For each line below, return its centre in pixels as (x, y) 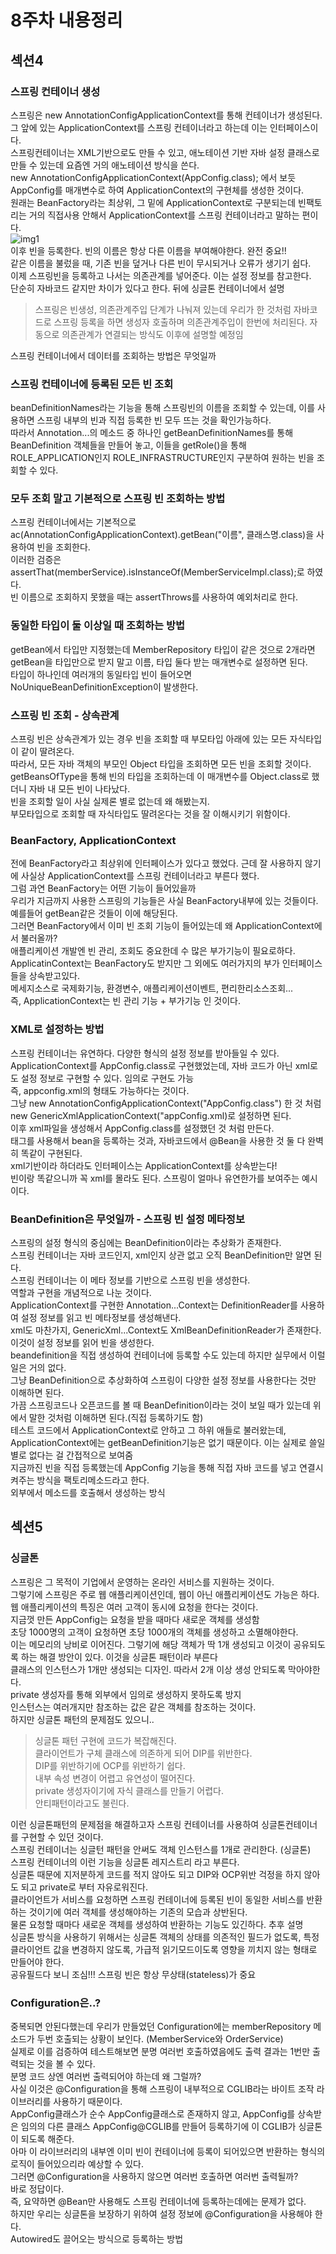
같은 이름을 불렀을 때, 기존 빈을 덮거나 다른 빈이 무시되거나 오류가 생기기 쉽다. (161, 263)
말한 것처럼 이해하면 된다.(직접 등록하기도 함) (116, 1417)
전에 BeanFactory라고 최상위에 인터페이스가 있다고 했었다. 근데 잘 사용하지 (156, 863)
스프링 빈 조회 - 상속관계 (65, 715)
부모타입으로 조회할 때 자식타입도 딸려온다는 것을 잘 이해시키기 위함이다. (150, 814)
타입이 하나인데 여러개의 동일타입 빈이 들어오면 (101, 674)
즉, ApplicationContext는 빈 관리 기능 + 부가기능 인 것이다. (125, 1001)
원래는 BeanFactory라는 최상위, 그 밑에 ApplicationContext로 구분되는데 (153, 202)
